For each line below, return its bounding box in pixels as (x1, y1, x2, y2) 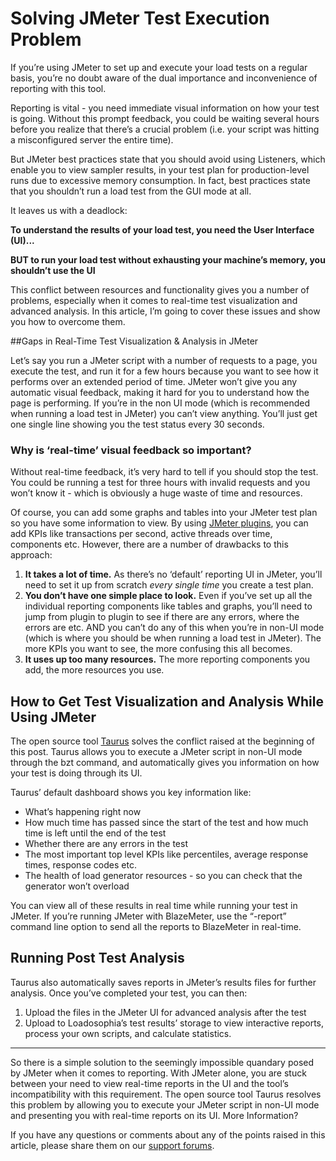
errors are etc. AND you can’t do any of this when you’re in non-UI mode (24, 622, 325, 634)
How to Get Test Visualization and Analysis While (10, 693, 324, 710)
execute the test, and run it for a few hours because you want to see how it (10, 365, 319, 377)
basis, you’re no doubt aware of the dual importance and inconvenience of (10, 72, 318, 84)
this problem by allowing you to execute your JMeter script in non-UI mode (10, 1098, 320, 1111)
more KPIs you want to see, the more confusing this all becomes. (24, 643, 293, 655)
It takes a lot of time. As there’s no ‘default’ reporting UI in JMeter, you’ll (24, 568, 323, 581)
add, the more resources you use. (24, 664, 165, 676)
